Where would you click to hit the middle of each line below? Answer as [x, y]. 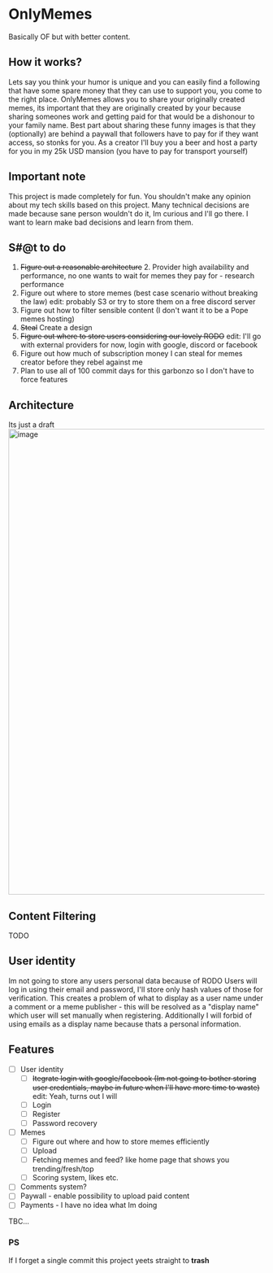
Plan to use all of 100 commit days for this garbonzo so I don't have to [137, 371]
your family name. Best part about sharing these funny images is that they [132, 125]
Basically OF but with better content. [69, 37]
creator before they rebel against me [82, 362]
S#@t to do [37, 248]
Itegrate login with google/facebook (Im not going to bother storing [144, 1078]
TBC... [19, 1222]
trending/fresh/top [63, 1169]
